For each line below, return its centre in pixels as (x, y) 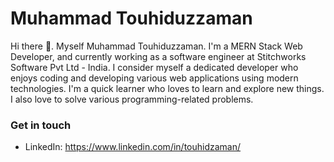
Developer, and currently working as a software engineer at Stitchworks (158, 56)
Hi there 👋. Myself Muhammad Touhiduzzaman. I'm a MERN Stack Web (156, 46)
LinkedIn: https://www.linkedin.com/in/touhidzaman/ (133, 147)
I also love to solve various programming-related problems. (132, 99)
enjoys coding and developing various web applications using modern (154, 78)
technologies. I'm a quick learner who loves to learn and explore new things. (167, 88)
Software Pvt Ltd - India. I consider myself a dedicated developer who (154, 67)
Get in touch (41, 125)
